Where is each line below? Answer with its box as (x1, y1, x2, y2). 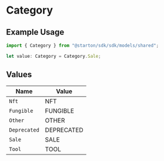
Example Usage (6, 27, 65, 37)
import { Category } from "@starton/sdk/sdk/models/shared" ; (6, 42, 159, 48)
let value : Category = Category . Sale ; (6, 53, 101, 59)
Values (6, 70, 32, 80)
